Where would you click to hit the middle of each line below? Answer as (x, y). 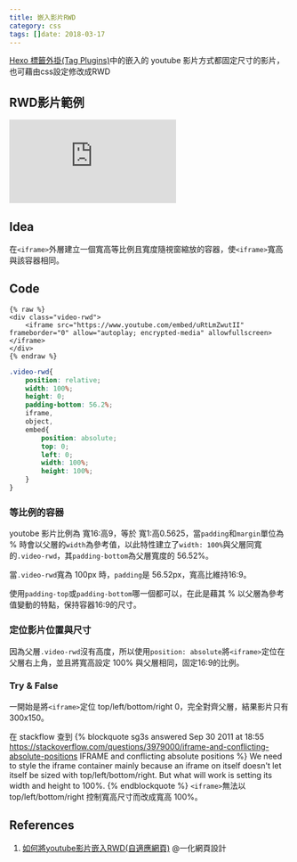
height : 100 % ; (67, 472)
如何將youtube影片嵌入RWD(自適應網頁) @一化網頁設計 (124, 848)
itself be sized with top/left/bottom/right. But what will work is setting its (141, 775)
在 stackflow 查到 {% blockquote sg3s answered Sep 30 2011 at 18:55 (137, 736)
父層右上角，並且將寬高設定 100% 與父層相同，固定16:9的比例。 (127, 662)
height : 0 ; (45, 397)
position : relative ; (63, 380)
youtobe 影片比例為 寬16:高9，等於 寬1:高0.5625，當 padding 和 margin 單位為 (147, 534)
